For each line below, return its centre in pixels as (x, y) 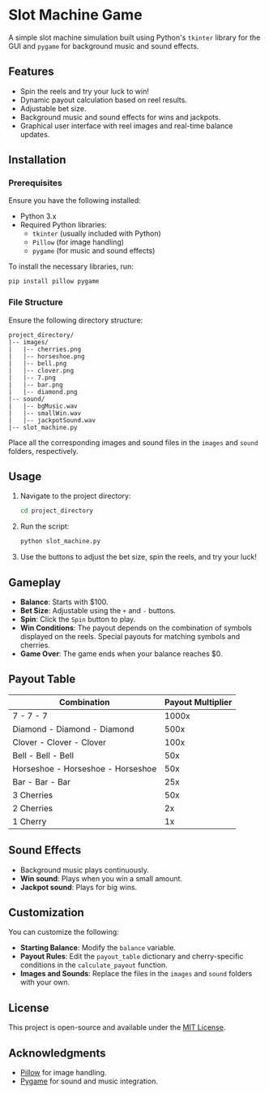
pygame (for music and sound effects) (94, 251)
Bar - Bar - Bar (42, 781)
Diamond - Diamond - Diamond (73, 729)
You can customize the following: (64, 932)
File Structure (36, 302)
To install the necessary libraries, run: (71, 266)
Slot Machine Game (76, 15)
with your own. (45, 982)
